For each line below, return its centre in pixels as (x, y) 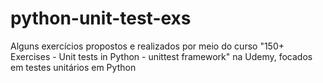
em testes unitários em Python (73, 67)
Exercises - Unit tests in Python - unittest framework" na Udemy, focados (161, 56)
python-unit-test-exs (101, 18)
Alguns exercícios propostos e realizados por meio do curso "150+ (147, 46)
